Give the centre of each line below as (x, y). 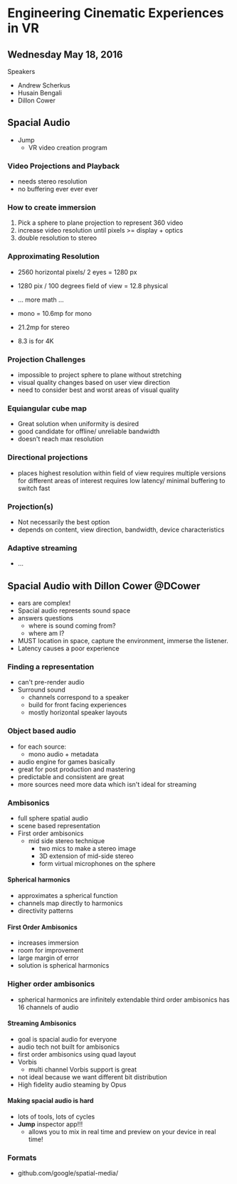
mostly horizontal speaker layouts (78, 712)
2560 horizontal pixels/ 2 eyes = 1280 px (77, 272)
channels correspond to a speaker (79, 697)
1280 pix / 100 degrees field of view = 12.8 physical (93, 285)
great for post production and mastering (77, 769)
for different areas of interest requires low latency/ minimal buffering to (121, 480)
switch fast (34, 488)
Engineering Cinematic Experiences (116, 13)
